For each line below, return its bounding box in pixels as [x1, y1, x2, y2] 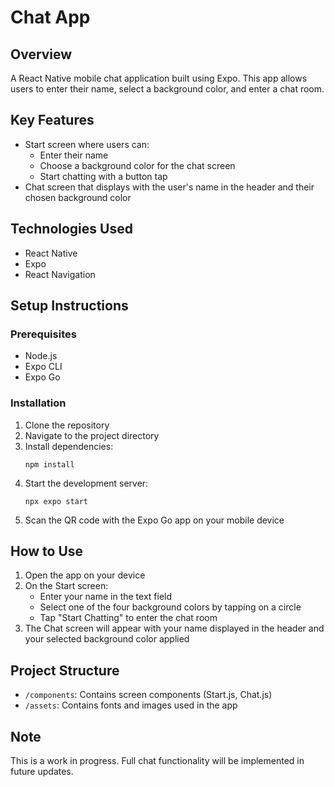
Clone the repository [24, 419, 110, 431]
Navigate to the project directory [24, 429, 160, 441]
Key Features [10, 112, 95, 129]
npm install [24, 459, 75, 470]
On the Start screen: [24, 580, 109, 592]
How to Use [10, 543, 84, 560]
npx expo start [24, 496, 89, 506]
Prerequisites [10, 327, 77, 341]
